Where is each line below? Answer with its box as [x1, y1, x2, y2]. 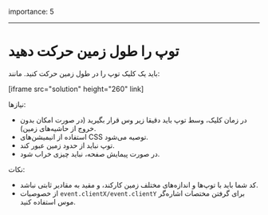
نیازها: [8, 99, 26, 109]
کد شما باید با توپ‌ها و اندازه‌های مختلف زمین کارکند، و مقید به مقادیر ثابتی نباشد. [19, 180, 258, 189]
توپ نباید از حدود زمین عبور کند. [19, 140, 116, 150]
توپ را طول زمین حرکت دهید [8, 42, 179, 61]
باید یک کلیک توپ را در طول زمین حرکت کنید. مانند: [8, 68, 160, 78]
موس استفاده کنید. [19, 197, 76, 206]
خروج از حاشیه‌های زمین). [19, 123, 97, 133]
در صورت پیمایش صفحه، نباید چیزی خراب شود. [19, 149, 160, 158]
